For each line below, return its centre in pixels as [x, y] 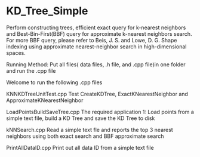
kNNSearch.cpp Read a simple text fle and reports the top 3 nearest [90, 130]
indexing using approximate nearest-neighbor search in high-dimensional [96, 47]
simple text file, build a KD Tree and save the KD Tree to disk [81, 118]
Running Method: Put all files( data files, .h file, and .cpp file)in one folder [96, 64]
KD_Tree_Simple [47, 11]
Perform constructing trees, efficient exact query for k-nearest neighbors [96, 27]
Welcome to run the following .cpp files [54, 82]
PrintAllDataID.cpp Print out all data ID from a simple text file [80, 147]
